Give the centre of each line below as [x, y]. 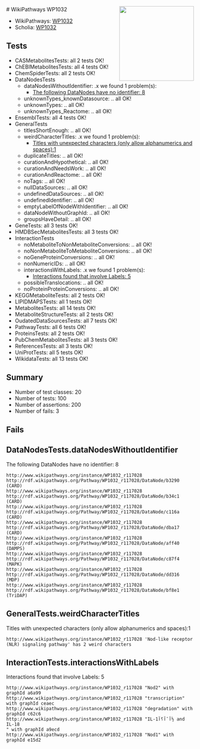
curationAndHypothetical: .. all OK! [66, 162]
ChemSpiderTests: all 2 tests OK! [55, 73]
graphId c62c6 [24, 714]
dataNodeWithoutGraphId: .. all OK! [67, 213]
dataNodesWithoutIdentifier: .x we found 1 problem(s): [90, 85]
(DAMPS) [16, 548]
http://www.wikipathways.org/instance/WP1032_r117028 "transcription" [96, 698]
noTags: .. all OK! [44, 181]
